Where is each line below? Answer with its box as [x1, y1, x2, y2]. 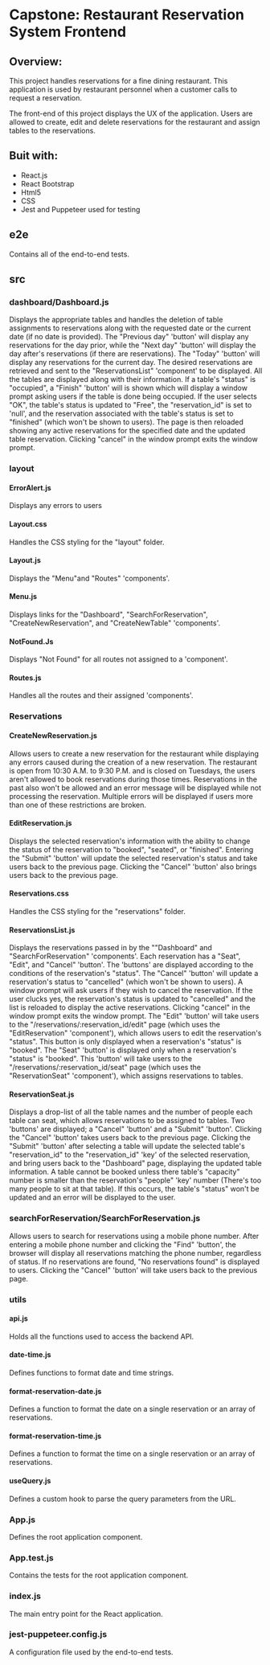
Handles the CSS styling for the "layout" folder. [9, 537, 165, 547]
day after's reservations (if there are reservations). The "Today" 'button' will [9, 349, 260, 359]
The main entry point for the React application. [9, 1609, 163, 1618]
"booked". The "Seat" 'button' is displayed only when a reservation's [9, 1045, 237, 1055]
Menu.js [9, 592, 38, 601]
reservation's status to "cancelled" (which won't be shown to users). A [9, 977, 243, 986]
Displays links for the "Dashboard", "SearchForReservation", [9, 609, 208, 620]
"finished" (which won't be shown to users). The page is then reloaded [9, 417, 244, 427]
